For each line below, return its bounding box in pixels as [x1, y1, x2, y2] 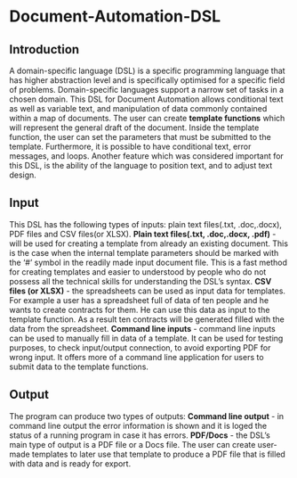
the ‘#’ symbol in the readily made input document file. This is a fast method [9, 257, 287, 268]
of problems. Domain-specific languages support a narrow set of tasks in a [9, 85, 285, 95]
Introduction [9, 42, 80, 57]
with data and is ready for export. [9, 457, 132, 469]
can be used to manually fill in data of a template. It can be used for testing [9, 333, 284, 343]
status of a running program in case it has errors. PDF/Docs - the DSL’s [9, 430, 271, 441]
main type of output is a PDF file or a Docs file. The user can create [9, 439, 256, 449]
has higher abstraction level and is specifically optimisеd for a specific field [9, 75, 285, 86]
